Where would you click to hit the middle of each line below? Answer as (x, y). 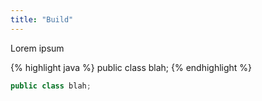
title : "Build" (42, 19)
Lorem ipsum (37, 48)
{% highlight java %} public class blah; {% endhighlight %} (131, 67)
